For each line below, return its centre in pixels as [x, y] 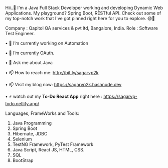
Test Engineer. [20, 33]
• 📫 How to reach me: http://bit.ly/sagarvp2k [52, 72]
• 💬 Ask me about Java [29, 62]
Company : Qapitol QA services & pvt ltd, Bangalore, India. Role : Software [81, 28]
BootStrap [23, 160]
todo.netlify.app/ [22, 104]
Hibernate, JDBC [30, 134]
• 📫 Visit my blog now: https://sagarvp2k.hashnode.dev [63, 85]
